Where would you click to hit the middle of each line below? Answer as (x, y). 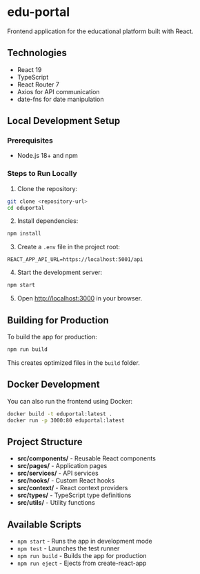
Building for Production (58, 320)
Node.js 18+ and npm (47, 156)
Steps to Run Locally (42, 174)
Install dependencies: (48, 221)
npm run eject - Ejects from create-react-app (82, 563)
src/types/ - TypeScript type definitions (74, 495)
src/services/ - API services (58, 473)
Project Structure (45, 441)
